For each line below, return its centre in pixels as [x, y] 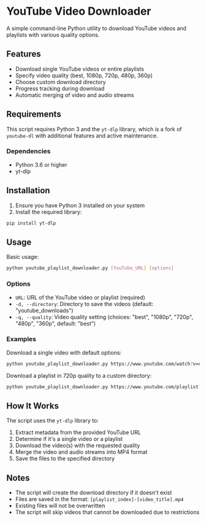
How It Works [33, 406]
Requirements [34, 114]
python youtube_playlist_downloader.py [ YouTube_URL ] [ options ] [90, 268]
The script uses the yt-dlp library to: [53, 421]
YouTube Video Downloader [79, 11]
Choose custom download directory [60, 82]
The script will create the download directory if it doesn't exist [93, 493]
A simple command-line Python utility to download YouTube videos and [97, 28]
